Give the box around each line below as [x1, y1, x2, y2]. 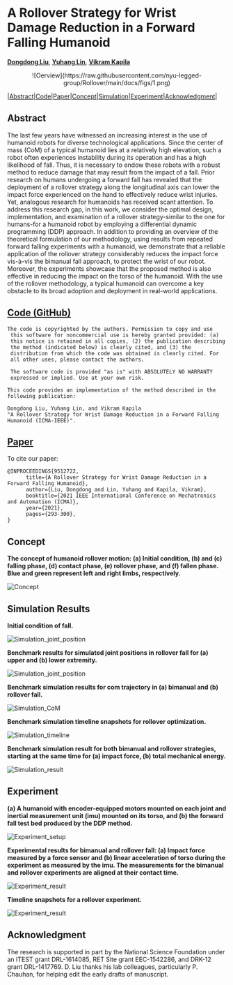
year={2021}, [25, 505, 64, 512]
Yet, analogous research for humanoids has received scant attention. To [7, 198, 214, 206]
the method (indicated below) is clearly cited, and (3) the [10, 343, 191, 350]
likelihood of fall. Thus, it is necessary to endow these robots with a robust [7, 161, 220, 169]
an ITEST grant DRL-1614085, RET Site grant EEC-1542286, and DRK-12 [7, 955, 212, 963]
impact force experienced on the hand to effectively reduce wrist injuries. [7, 190, 218, 198]
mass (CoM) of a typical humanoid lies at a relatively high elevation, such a [7, 145, 222, 154]
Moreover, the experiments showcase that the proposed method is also [7, 264, 211, 273]
